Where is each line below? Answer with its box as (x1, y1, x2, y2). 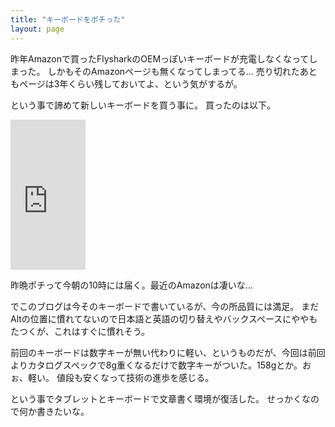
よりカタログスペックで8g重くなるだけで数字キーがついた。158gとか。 (10, 359, 303, 371)
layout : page (10, 24, 65, 34)
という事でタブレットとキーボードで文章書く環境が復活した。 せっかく (10, 392, 302, 405)
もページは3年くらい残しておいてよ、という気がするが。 (10, 77, 243, 90)
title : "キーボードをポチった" (10, 14, 126, 25)
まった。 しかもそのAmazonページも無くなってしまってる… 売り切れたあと (10, 65, 318, 77)
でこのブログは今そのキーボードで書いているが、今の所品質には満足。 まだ (10, 300, 320, 312)
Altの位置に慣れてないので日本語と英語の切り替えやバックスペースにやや (10, 312, 310, 325)
